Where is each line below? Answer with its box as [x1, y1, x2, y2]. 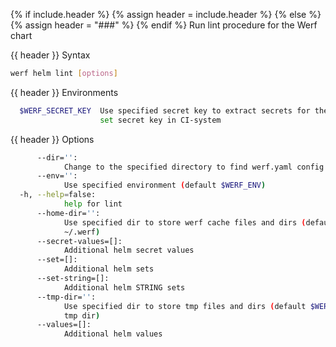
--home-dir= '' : [36, 208, 101, 218]
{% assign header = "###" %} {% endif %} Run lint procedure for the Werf [10, 19, 318, 31]
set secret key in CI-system [99, 115, 222, 125]
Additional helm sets [63, 264, 155, 274]
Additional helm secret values [63, 245, 195, 256]
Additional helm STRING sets [63, 282, 186, 293]
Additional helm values [63, 329, 163, 339]
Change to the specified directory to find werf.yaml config [63, 162, 325, 172]
